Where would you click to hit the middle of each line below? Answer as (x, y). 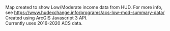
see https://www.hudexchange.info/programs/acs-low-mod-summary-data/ (85, 12)
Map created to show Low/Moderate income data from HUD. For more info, (84, 7)
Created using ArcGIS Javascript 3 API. (46, 18)
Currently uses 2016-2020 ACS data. (44, 23)
